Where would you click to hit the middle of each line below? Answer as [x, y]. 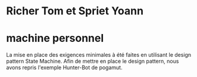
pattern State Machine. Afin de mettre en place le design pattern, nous [93, 61]
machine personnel [55, 38]
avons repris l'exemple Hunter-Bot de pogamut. [65, 67]
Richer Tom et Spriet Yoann [75, 11]
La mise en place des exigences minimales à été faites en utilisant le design [99, 55]
